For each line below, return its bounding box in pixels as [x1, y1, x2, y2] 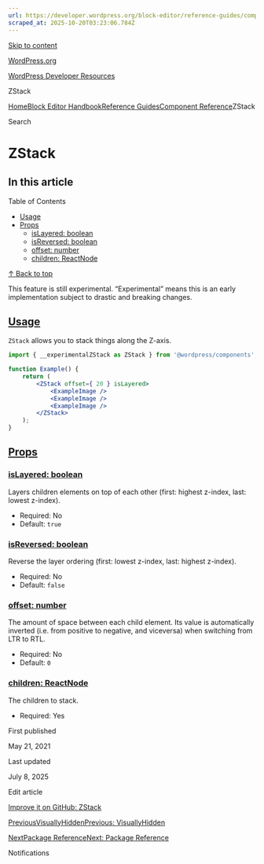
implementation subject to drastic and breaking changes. [8, 292, 192, 301]
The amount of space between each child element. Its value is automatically [8, 618, 255, 627]
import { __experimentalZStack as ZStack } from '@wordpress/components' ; [8, 351, 258, 359]
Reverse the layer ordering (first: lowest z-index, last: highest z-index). [8, 556, 237, 567]
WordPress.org [8, 56, 57, 65]
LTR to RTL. [8, 634, 46, 644]
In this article [8, 175, 74, 189]
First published [8, 726, 57, 736]
